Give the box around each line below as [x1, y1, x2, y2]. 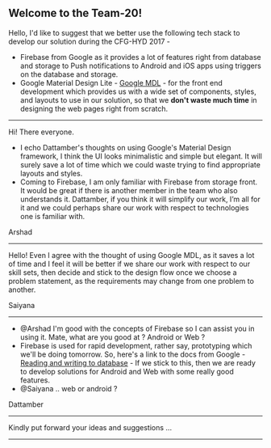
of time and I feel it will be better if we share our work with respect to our [8, 259, 251, 268]
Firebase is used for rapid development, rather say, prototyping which [19, 340, 252, 350]
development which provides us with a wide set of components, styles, [19, 87, 256, 96]
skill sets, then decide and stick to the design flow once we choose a [8, 267, 237, 277]
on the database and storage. [19, 69, 119, 79]
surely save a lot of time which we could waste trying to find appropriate [19, 159, 261, 169]
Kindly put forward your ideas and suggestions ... [8, 422, 172, 432]
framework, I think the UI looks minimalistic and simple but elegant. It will [19, 151, 262, 161]
